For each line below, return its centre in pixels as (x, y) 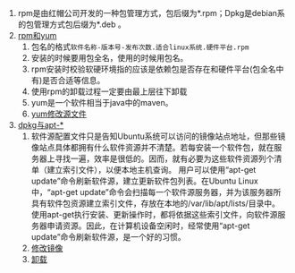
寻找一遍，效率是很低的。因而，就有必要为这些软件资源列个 (164, 158)
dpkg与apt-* (41, 125)
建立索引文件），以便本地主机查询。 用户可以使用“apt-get (152, 170)
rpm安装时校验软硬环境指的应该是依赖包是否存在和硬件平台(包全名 (154, 69)
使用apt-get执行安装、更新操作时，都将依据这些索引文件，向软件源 (155, 214)
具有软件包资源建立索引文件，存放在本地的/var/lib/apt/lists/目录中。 (155, 203)
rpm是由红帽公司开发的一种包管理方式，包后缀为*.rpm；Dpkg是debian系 (152, 13)
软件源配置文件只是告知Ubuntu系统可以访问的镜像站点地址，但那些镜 (158, 136)
